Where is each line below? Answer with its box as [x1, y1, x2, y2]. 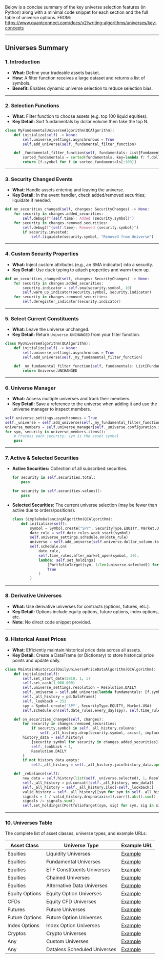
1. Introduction [5, 58, 40, 65]
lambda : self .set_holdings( [38, 558, 96, 563]
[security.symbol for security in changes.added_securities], [31, 739, 161, 745]
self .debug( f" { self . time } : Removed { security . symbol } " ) [22, 225, 139, 230]
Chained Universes [46, 874, 90, 881]
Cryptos [7, 930, 26, 937]
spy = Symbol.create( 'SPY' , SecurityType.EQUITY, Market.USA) [22, 703, 152, 708]
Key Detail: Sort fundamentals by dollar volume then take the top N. [12, 118, 149, 124]
